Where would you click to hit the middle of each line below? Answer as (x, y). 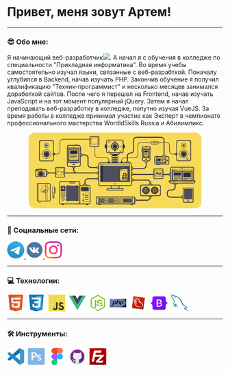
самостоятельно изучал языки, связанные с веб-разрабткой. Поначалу (112, 72)
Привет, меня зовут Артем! (89, 12)
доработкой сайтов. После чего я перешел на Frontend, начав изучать (110, 94)
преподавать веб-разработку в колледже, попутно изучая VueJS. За (108, 109)
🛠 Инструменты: (37, 334)
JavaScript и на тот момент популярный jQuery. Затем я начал (98, 101)
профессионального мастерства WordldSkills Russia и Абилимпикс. (106, 123)
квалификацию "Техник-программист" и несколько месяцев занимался (113, 87)
